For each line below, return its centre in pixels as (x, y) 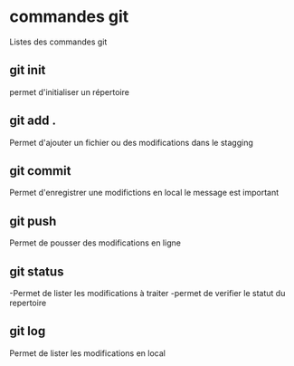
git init (28, 70)
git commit (40, 171)
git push (33, 221)
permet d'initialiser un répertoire (69, 91)
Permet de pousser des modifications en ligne (95, 243)
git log (28, 331)
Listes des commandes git (58, 42)
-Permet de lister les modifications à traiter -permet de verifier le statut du (147, 293)
